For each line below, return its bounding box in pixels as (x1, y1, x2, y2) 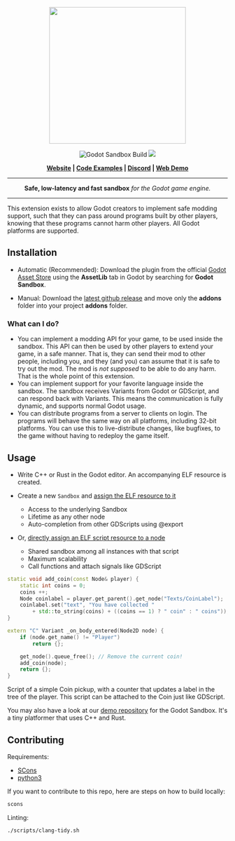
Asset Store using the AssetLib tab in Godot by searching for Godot (17, 273, 213, 281)
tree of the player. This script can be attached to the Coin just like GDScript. (7, 692, 225, 701)
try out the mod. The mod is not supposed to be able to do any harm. (17, 364, 217, 373)
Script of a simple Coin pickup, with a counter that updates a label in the (7, 685, 215, 694)
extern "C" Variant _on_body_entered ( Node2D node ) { (7, 627, 164, 634)
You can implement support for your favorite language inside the (17, 379, 204, 388)
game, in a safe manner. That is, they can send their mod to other (17, 350, 206, 358)
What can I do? (7, 319, 59, 329)
